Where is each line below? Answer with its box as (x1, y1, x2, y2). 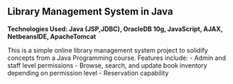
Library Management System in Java (7, 6, 173, 18)
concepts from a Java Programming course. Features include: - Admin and (7, 53, 226, 62)
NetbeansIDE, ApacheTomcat (7, 32, 97, 41)
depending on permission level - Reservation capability (7, 68, 169, 77)
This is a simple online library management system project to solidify (7, 46, 208, 54)
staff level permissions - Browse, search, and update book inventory (7, 61, 207, 70)
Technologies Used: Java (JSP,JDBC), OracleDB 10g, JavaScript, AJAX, (7, 24, 223, 33)
